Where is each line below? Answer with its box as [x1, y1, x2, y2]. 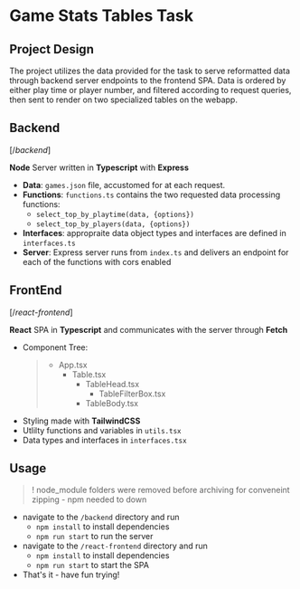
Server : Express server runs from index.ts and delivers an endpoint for [22, 246, 289, 258]
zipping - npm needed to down [31, 494, 147, 505]
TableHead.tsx [85, 378, 140, 389]
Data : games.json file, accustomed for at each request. [22, 179, 226, 190]
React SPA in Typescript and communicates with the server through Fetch [9, 324, 288, 335]
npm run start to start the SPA [35, 560, 149, 571]
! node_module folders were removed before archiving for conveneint [31, 485, 291, 496]
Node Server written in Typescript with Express [9, 162, 190, 173]
